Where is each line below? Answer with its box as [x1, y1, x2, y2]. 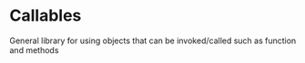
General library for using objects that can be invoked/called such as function [9, 35, 297, 46]
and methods [9, 44, 59, 55]
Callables [9, 5, 82, 26]
